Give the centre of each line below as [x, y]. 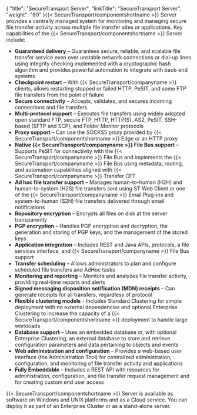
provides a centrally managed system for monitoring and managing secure [96, 21]
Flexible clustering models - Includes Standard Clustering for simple [98, 301]
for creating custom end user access [59, 382]
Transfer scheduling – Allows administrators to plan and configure [95, 263]
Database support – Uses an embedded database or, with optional [96, 332]
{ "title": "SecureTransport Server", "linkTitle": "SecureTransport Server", [94, 9]
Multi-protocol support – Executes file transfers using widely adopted [100, 113]
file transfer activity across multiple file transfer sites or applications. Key [94, 27]
